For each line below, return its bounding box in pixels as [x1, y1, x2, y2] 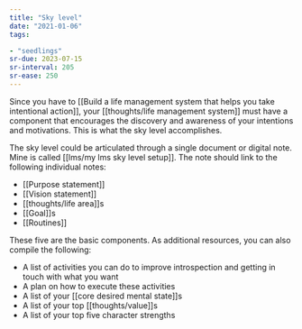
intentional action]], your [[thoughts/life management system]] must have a [9, 105, 288, 116]
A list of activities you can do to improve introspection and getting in [22, 261, 277, 272]
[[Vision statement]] [22, 188, 97, 199]
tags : [9, 30, 30, 39]
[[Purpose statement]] [22, 178, 105, 189]
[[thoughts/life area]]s [22, 197, 105, 208]
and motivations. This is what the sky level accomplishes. [9, 124, 223, 135]
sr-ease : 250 [9, 71, 59, 81]
